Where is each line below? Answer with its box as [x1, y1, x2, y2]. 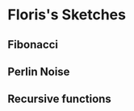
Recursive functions [7, 92, 112, 106]
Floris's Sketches [7, 6, 127, 24]
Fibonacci [7, 38, 58, 51]
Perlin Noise [7, 64, 70, 78]
